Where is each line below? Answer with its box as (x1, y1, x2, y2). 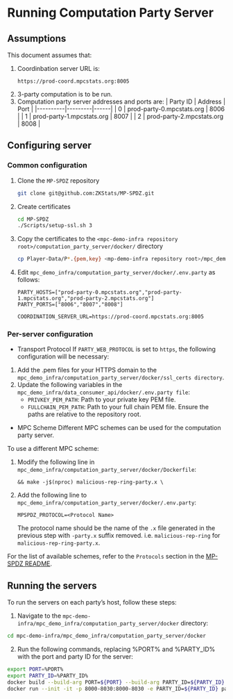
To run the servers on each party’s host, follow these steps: (7, 598, 177, 607)
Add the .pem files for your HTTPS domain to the (17, 366, 157, 375)
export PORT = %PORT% (7, 666, 64, 673)
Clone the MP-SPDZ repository (17, 176, 100, 185)
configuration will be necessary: (17, 352, 110, 361)
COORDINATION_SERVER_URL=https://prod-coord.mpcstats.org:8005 (17, 313, 205, 320)
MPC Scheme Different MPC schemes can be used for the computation (17, 424, 221, 432)
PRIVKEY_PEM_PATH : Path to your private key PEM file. (27, 395, 176, 404)
